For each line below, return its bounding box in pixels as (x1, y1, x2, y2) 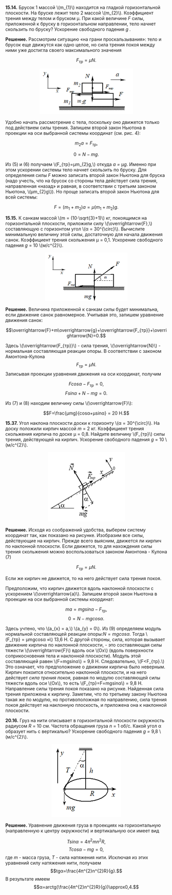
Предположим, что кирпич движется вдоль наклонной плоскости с (5, 585, 154, 591)
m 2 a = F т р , (74, 140, 98, 147)
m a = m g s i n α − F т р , (65, 606, 108, 614)
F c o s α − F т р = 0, (68, 381, 104, 388)
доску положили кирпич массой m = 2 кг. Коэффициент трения (5, 425, 144, 432)
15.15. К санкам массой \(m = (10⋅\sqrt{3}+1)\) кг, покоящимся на (5, 215, 147, 221)
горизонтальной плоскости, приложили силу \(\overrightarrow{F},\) (5, 221, 152, 227)
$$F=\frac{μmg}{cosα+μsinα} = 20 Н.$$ (43, 410, 129, 416)
